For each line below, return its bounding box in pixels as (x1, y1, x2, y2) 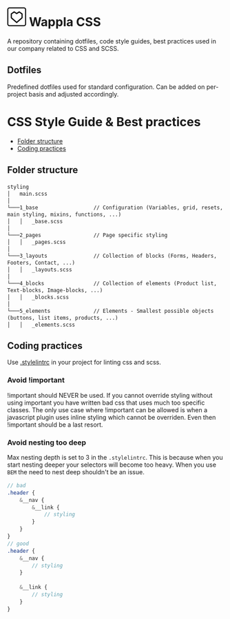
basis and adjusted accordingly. (28, 90, 119, 98)
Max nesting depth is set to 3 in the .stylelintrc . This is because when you (7, 453, 223, 461)
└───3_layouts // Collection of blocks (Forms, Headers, (7, 252, 217, 259)
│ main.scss (7, 190, 48, 197)
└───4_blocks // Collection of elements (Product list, (7, 280, 217, 287)
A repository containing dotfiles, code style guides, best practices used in (7, 37, 217, 45)
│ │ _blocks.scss (7, 294, 70, 301)
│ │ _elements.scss (7, 321, 76, 328)
